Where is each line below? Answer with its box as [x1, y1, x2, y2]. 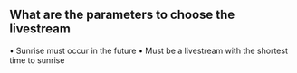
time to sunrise [9, 54, 65, 66]
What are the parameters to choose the [9, 7, 235, 23]
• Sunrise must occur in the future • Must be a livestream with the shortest [9, 45, 288, 56]
